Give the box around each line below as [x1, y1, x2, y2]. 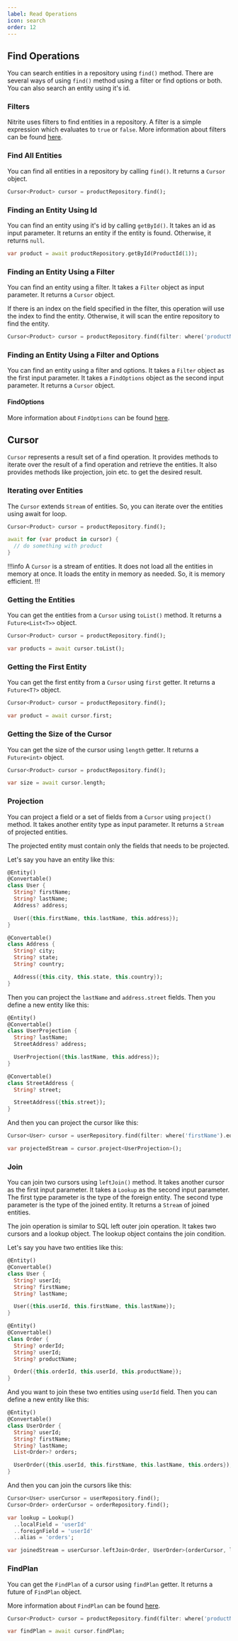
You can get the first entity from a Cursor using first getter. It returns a [7, 678, 216, 687]
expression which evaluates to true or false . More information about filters [7, 125, 227, 134]
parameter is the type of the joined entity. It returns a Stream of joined [7, 1201, 210, 1209]
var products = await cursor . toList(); [7, 645, 125, 653]
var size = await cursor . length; [7, 779, 106, 786]
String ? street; [13, 1086, 62, 1094]
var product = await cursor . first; [7, 712, 113, 720]
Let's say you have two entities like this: [7, 1244, 123, 1252]
